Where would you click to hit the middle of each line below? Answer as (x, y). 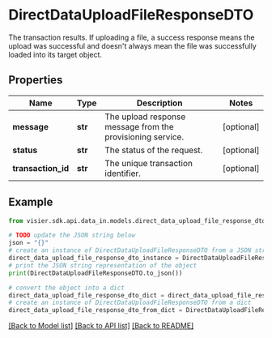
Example (31, 202)
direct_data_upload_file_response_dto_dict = (86, 295)
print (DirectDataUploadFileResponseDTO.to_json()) (96, 273)
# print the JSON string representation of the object (103, 265)
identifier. (123, 173)
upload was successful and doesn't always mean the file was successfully (132, 45)
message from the (139, 126)
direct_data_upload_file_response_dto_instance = (94, 258)
